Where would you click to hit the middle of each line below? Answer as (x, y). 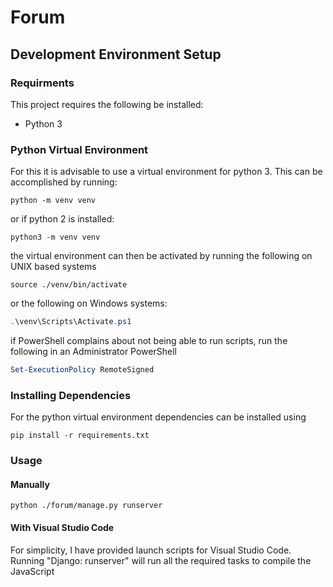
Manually (30, 484)
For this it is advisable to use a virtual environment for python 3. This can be (166, 172)
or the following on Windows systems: (89, 303)
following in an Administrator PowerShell (93, 352)
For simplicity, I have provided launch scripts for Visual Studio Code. (151, 550)
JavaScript (32, 571)
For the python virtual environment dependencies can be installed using (158, 417)
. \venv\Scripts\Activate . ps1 (71, 322)
